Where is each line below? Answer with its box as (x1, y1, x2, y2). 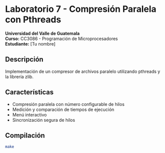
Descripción (5, 55, 43, 64)
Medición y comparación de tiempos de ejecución (12, 106, 115, 112)
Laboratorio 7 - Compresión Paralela (5, 3, 157, 15)
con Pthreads (5, 14, 61, 25)
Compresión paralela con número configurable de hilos (12, 101, 125, 107)
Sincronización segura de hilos (12, 117, 76, 123)
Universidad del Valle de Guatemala (5, 30, 80, 36)
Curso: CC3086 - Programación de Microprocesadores (5, 36, 118, 42)
